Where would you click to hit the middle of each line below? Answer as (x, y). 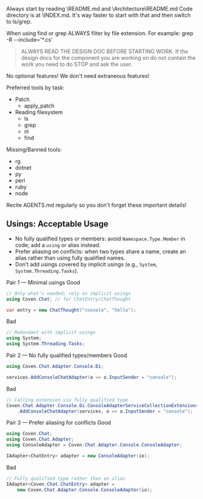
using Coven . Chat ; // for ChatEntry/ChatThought (69, 299)
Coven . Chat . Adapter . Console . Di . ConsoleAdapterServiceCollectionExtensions (102, 405)
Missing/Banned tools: (34, 150)
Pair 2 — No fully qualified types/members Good (67, 355)
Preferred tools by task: (35, 88)
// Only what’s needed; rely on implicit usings (69, 293)
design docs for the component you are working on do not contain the (108, 58)
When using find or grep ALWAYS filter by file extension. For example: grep (100, 33)
